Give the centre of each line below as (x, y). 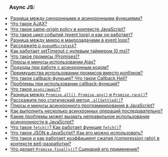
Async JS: (22, 7)
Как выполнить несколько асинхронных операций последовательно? (86, 111)
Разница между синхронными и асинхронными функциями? (76, 18)
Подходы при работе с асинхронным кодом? (59, 67)
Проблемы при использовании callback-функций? (65, 84)
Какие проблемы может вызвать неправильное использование (80, 116)
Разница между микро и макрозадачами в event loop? (70, 40)
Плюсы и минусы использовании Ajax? (53, 62)
